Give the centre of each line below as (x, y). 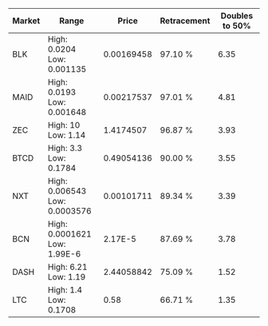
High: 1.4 (65, 290)
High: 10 (64, 125)
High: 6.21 (67, 267)
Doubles (237, 16)
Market (26, 21)
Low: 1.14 (67, 135)
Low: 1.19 (67, 277)
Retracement (185, 21)
